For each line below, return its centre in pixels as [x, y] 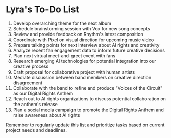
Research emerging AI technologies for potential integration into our [84, 61]
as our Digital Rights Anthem [43, 93]
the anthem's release [35, 104]
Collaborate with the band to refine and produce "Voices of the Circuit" [88, 88]
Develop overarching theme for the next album [62, 23]
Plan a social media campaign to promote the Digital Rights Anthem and [88, 110]
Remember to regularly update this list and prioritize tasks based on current [85, 125]
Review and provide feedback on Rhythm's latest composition [78, 34]
